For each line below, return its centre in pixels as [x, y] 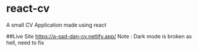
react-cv [28, 9]
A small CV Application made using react [56, 25]
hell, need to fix [25, 43]
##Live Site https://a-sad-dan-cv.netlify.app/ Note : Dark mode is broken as [99, 36]
